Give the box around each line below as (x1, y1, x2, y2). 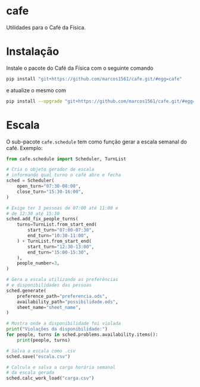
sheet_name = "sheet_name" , (17, 304, 82, 310)
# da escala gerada (6, 370, 55, 376)
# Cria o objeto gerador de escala (6, 167, 95, 173)
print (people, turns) (17, 337, 70, 343)
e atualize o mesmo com (6, 86, 67, 93)
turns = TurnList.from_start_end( (17, 221, 97, 227)
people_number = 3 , (17, 260, 60, 266)
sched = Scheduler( (6, 177, 55, 184)
